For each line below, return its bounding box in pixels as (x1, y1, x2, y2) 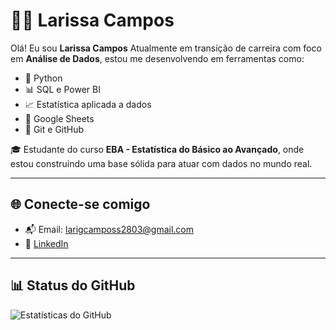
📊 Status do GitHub (10, 277, 136, 294)
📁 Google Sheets (24, 112, 95, 124)
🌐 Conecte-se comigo (10, 196, 151, 213)
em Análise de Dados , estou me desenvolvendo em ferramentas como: (10, 52, 305, 64)
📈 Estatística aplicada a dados (24, 98, 152, 110)
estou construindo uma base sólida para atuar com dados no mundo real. (10, 157, 313, 169)
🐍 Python (24, 72, 63, 84)
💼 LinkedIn (24, 237, 69, 249)
